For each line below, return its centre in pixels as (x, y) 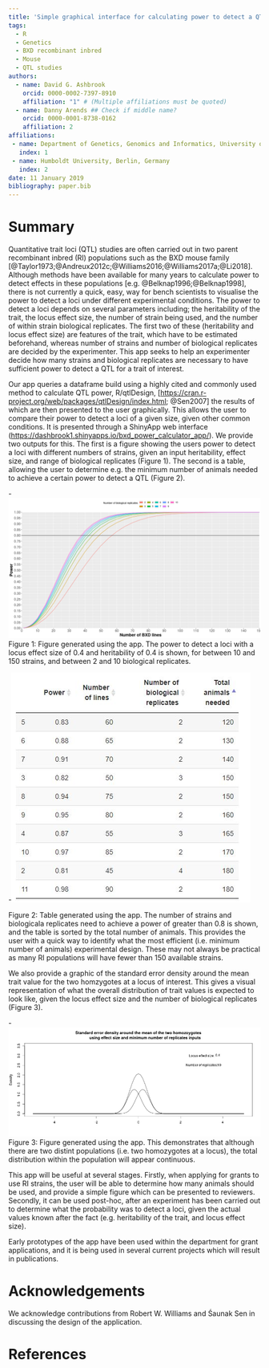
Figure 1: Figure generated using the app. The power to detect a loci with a (131, 644)
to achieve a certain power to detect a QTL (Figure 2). (97, 478)
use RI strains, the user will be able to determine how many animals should (131, 1183)
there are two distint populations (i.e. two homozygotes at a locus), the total (133, 1151)
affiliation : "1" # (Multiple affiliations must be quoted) (125, 102)
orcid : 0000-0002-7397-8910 (69, 93)
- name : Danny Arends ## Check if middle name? (96, 110)
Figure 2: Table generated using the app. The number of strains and (120, 914)
